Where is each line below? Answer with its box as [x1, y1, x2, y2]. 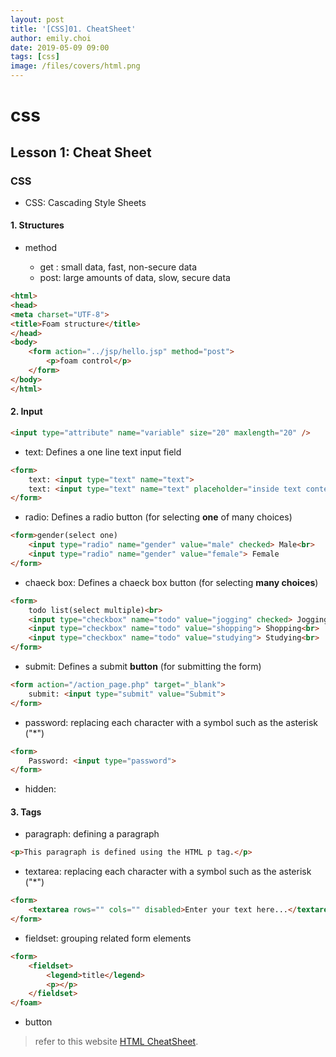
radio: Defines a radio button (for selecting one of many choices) [24, 511, 293, 523]
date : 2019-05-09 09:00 [10, 42, 110, 53]
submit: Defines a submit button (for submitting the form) [24, 661, 262, 673]
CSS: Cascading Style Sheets [24, 196, 147, 208]
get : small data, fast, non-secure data [39, 261, 198, 273]
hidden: [24, 783, 57, 795]
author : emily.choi [10, 33, 92, 43]
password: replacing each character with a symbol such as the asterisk [24, 716, 319, 728]
